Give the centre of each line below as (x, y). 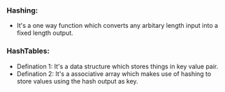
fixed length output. (45, 33)
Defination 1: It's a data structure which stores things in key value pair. (117, 66)
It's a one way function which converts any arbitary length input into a (117, 26)
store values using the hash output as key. (77, 81)
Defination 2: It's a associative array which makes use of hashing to (114, 74)
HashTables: (28, 51)
